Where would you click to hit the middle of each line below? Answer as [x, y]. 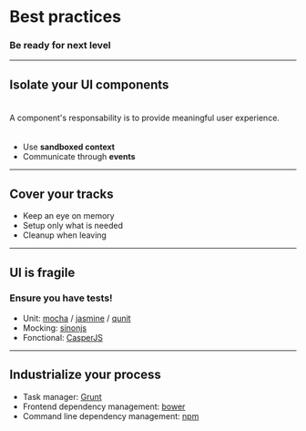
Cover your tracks [61, 194]
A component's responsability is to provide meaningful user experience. [145, 118]
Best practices [65, 17]
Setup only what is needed [72, 226]
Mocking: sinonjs [55, 328]
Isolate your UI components [89, 84]
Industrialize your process [86, 375]
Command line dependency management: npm [111, 416]
